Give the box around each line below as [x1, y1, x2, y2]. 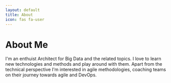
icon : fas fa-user [5, 17, 45, 22]
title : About [5, 12, 33, 17]
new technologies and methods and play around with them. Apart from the [5, 61, 162, 67]
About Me [5, 39, 48, 50]
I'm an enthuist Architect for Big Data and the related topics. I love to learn [5, 56, 161, 62]
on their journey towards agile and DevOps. [5, 72, 97, 78]
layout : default [5, 7, 40, 13]
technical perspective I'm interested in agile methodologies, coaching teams [5, 67, 166, 73]
